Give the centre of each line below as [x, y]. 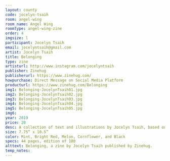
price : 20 [16, 122]
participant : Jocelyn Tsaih [35, 43]
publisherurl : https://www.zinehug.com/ [49, 76]
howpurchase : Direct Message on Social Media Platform [64, 80]
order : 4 [14, 33]
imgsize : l [17, 38]
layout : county [21, 10]
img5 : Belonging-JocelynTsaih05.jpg [44, 109]
